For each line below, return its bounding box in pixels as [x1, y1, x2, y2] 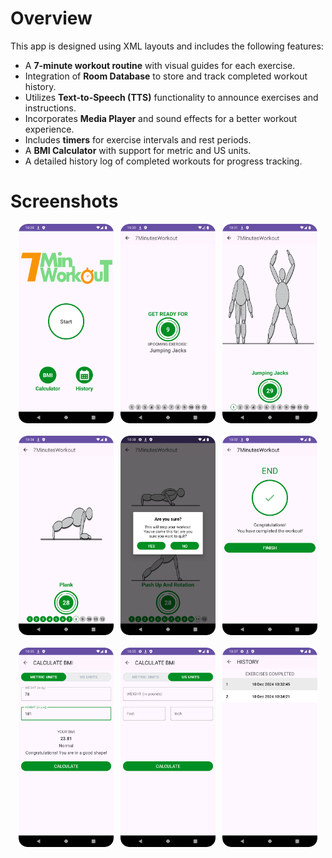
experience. [24, 123, 75, 135]
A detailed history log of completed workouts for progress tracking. [24, 155, 303, 167]
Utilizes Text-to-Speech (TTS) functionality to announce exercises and [24, 91, 319, 103]
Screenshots [10, 190, 119, 213]
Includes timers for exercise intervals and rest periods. [24, 133, 252, 146]
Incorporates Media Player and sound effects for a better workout [24, 112, 298, 124]
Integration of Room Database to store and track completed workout [24, 70, 308, 82]
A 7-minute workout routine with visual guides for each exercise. [24, 59, 296, 71]
